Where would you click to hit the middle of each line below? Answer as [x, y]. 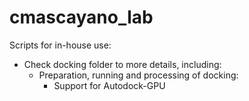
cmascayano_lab [81, 17]
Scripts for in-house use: [60, 45]
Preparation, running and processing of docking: [138, 75]
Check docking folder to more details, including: [122, 64]
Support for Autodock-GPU [109, 85]
